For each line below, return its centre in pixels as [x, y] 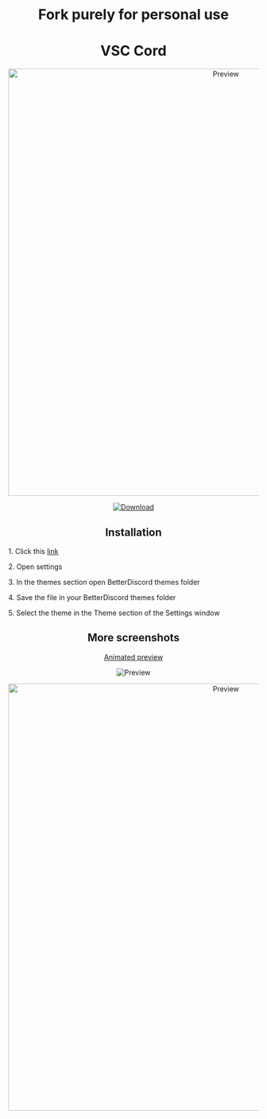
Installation [133, 532]
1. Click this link [33, 551]
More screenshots [133, 638]
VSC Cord [133, 51]
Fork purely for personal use [133, 15]
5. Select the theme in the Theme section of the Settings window [114, 613]
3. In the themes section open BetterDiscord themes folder [104, 582]
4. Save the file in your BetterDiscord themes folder [92, 597]
